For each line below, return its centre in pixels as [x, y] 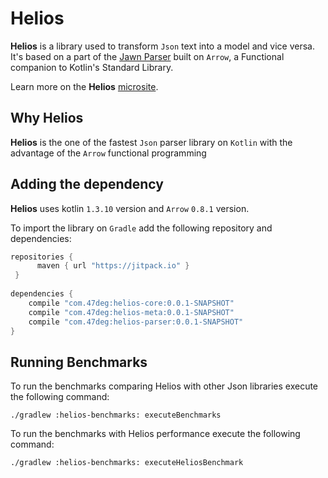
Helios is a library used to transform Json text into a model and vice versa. [162, 46]
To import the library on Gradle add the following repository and [141, 228]
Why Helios [47, 118]
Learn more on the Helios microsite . [84, 86]
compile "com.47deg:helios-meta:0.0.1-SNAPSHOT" [131, 312]
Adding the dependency [87, 184]
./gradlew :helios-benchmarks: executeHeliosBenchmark [127, 463]
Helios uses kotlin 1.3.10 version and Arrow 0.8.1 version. [130, 208]
